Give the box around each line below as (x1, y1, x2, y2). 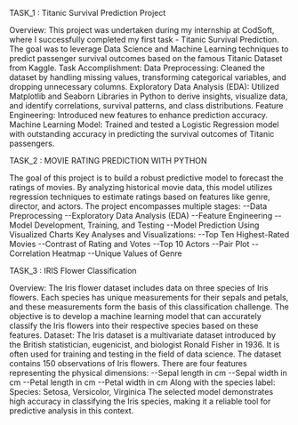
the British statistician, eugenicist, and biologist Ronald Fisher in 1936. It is (9, 340, 280, 349)
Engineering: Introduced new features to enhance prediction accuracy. (9, 110, 269, 120)
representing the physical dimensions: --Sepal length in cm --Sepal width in (9, 368, 287, 378)
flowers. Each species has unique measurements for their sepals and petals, (9, 293, 289, 302)
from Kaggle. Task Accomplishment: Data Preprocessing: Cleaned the (9, 62, 265, 73)
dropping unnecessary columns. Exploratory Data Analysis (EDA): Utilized (9, 82, 280, 92)
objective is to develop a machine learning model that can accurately (9, 311, 262, 321)
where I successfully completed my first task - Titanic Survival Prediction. (9, 35, 280, 44)
